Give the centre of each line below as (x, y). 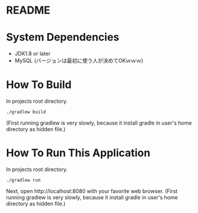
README (28, 10)
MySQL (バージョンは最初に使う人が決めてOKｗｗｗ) (79, 61)
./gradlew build (26, 112)
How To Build (39, 85)
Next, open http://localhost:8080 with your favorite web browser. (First (92, 191)
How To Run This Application (78, 153)
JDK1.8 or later (33, 54)
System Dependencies (63, 37)
